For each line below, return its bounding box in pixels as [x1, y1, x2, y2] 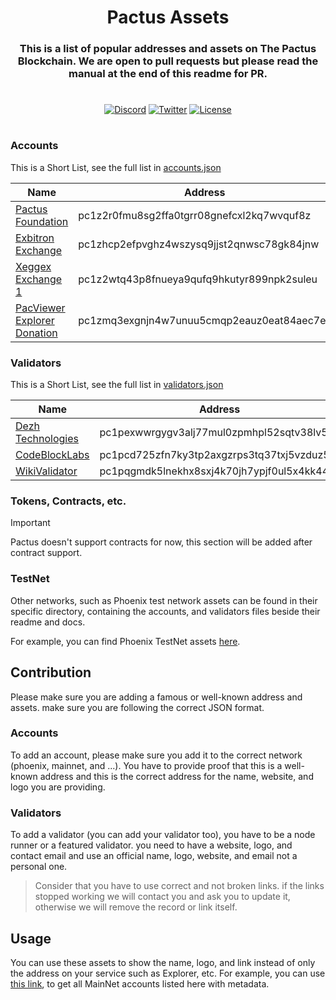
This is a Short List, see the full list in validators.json [10, 379, 224, 391]
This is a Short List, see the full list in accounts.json [10, 161, 222, 173]
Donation [15, 326, 58, 340]
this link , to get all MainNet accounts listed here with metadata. [10, 977, 270, 990]
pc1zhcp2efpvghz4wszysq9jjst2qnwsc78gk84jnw [78, 237, 320, 251]
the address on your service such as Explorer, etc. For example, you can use [10, 967, 326, 979]
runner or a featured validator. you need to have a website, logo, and [10, 839, 293, 851]
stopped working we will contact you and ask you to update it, [34, 891, 291, 903]
